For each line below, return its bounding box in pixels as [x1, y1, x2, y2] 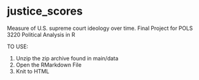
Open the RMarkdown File [15, 61, 82, 68]
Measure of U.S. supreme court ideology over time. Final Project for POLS [7, 24, 193, 32]
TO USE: [7, 43, 29, 50]
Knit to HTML [15, 67, 50, 75]
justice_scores [7, 4, 83, 18]
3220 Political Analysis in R [7, 31, 75, 38]
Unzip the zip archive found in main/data [15, 54, 119, 62]
